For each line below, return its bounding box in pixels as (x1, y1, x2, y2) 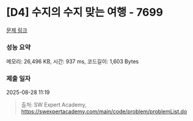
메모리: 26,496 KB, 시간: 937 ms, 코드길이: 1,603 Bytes (6, 58, 139, 65)
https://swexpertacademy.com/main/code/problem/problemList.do (21, 108, 188, 115)
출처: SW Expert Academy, (21, 101, 87, 108)
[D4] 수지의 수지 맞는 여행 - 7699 (6, 5, 163, 19)
